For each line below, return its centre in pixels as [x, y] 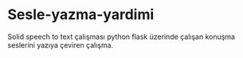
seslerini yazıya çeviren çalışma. [61, 44]
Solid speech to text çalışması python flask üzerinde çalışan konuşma [121, 37]
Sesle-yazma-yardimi [81, 15]
